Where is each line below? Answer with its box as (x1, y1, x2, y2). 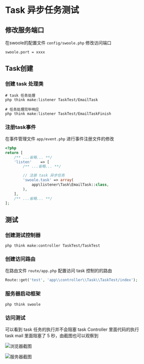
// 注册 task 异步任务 (23, 173, 65, 178)
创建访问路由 (5, 256, 36, 262)
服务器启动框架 (5, 290, 41, 297)
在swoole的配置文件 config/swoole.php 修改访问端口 (5, 40, 112, 46)
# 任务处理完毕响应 (5, 107, 39, 112)
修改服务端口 (5, 26, 44, 34)
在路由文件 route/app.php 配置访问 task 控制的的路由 (5, 268, 112, 274)
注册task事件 (5, 123, 36, 130)
